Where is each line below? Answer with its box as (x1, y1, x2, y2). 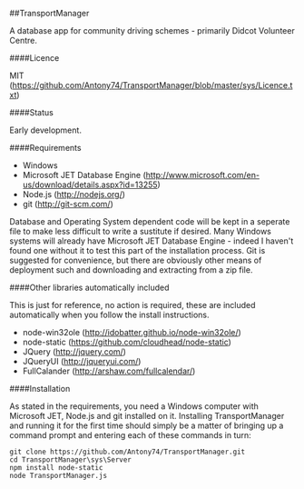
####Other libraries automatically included (9, 282, 170, 293)
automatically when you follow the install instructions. (9, 309, 210, 320)
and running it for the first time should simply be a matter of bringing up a (9, 420, 284, 431)
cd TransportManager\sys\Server (9, 455, 132, 464)
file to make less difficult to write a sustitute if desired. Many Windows (9, 226, 272, 236)
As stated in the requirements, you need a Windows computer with (9, 401, 259, 412)
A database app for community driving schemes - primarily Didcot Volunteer (9, 25, 295, 35)
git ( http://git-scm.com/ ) (22, 199, 113, 209)
